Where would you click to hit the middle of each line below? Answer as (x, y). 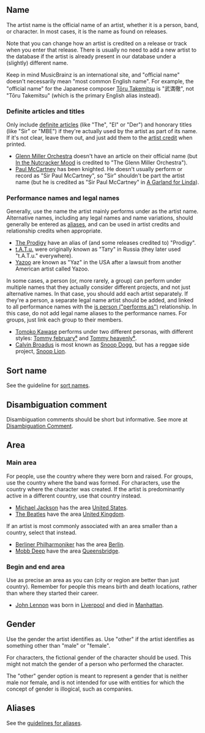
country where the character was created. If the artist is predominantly (95, 489)
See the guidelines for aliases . (44, 723)
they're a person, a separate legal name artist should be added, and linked (100, 301)
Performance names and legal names (63, 198)
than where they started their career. (53, 593)
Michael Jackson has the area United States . (72, 507)
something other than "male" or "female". (58, 645)
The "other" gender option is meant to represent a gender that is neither (97, 676)
